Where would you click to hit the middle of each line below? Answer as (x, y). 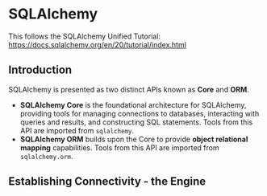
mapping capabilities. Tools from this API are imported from (119, 147)
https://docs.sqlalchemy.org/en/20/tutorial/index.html (98, 44)
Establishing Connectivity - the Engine (107, 182)
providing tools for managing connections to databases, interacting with (140, 113)
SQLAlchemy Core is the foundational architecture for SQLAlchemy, (133, 104)
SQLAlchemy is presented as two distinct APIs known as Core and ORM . (129, 89)
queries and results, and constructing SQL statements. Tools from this (136, 122)
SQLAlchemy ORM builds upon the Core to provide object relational (134, 139)
